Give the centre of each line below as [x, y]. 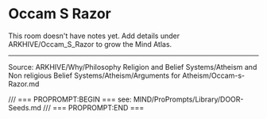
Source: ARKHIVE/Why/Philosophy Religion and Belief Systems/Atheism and [133, 67]
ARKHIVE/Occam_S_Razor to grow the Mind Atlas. [90, 44]
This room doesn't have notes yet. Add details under [94, 36]
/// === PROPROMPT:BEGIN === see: [70, 99]
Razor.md [24, 83]
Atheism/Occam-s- [213, 75]
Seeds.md [25, 107]
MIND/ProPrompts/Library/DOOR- [188, 99]
